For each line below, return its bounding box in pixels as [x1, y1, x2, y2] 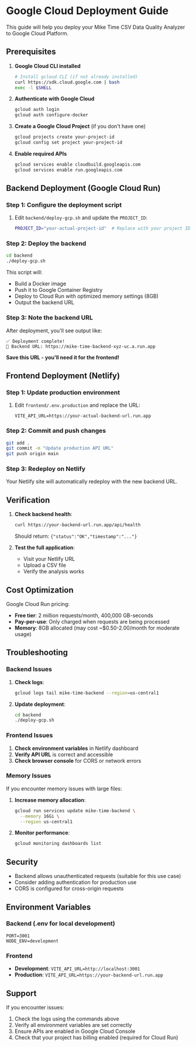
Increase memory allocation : [14, 796, 86, 803]
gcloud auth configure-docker [14, 112, 89, 118]
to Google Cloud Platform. [6, 29, 69, 36]
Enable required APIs [14, 150, 67, 157]
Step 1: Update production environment [6, 388, 120, 396]
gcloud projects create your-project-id [14, 134, 115, 140]
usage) [14, 630, 32, 638]
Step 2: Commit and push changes [6, 427, 106, 435]
